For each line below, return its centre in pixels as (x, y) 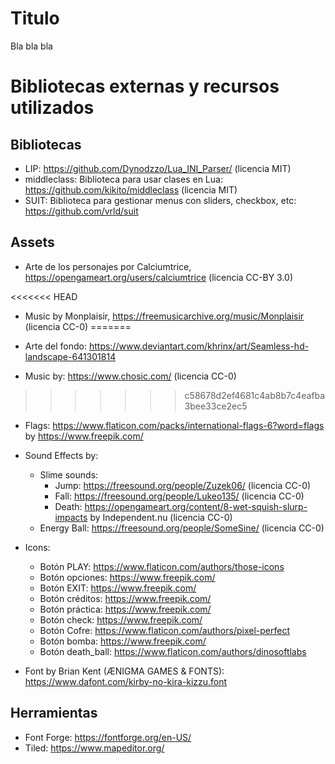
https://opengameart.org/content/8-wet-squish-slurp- (196, 506)
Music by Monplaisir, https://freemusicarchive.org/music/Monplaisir (164, 316)
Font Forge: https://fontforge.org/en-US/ (108, 737)
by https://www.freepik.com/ (84, 436)
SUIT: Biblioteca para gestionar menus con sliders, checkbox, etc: (160, 200)
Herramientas (54, 713)
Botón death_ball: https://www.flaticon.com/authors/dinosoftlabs (173, 651)
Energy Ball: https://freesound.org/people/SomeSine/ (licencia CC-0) (182, 528)
